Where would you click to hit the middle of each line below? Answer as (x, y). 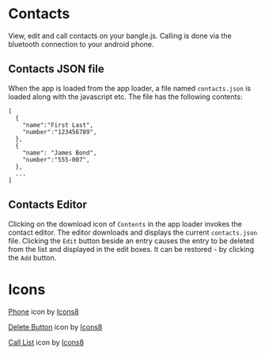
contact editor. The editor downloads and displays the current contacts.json (133, 232)
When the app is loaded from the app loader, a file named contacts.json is (130, 88)
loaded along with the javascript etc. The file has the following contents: (125, 97)
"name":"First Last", (58, 125)
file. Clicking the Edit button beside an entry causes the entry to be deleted (131, 240)
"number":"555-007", (56, 159)
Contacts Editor (47, 205)
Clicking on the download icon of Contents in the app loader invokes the (125, 223)
